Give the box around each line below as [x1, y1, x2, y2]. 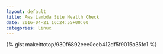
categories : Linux [6, 25, 52, 31]
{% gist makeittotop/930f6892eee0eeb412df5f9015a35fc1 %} [6, 41, 157, 48]
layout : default [6, 8, 46, 15]
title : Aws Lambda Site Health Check [6, 14, 100, 20]
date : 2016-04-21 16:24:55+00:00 [6, 19, 89, 25]
